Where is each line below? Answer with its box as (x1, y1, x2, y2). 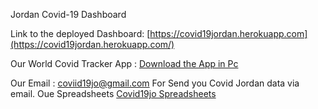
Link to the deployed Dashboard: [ (10, 28, 151, 39)
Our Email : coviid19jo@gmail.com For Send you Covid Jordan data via (10, 77, 300, 89)
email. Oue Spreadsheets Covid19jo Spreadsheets (10, 88, 217, 99)
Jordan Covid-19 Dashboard (10, 9, 127, 20)
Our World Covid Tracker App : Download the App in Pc (10, 58, 239, 69)
